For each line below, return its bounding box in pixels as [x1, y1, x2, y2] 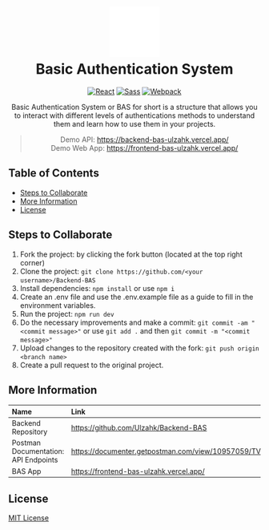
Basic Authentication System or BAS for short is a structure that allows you [11, 102, 258, 111]
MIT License [8, 512, 50, 523]
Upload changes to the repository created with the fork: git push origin [19, 343, 259, 353]
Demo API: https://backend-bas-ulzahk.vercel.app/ [59, 135, 229, 144]
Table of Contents [8, 167, 100, 180]
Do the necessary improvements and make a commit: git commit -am [19, 318, 248, 327]
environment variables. [19, 300, 96, 310]
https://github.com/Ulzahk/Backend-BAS [70, 423, 207, 432]
